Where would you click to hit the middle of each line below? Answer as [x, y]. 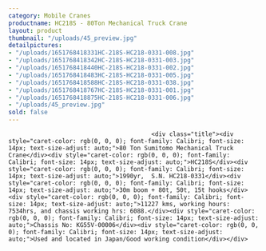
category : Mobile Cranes [50, 16]
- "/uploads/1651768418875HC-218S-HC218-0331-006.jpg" [101, 98]
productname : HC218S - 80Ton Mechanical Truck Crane [98, 23]
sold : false [28, 113]
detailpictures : [35, 46]
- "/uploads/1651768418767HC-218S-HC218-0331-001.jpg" [101, 90]
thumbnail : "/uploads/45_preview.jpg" [73, 38]
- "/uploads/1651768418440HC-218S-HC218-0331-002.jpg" [101, 68]
